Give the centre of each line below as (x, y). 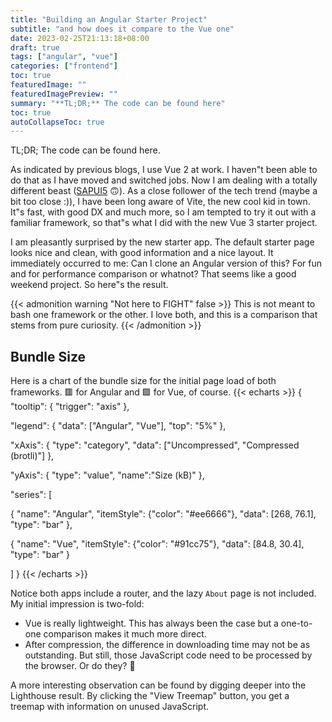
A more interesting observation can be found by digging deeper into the (158, 685)
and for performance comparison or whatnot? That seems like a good (153, 274)
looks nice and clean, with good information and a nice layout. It (142, 253)
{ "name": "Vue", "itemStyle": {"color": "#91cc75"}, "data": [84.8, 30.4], (157, 544)
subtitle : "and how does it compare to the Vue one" (122, 29)
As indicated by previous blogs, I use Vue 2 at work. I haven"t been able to (164, 170)
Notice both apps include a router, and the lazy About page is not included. (163, 593)
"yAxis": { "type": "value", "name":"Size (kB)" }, (107, 475)
